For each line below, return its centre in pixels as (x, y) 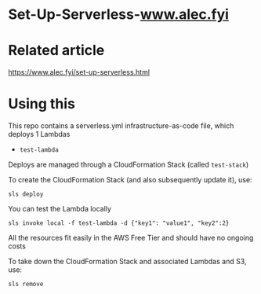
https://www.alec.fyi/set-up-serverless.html (79, 72)
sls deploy (26, 194)
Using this (42, 104)
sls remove (26, 285)
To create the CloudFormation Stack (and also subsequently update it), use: (130, 180)
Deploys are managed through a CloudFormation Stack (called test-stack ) (129, 165)
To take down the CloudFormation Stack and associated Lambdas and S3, (127, 262)
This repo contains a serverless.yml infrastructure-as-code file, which (121, 126)
